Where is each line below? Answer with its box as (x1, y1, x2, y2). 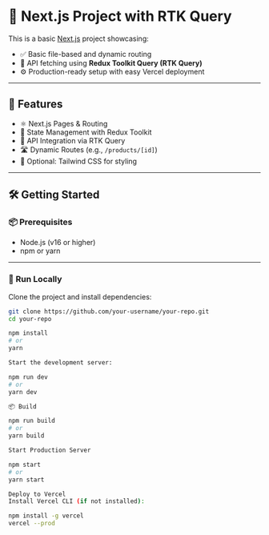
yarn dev (8, 388, 38, 396)
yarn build (8, 432, 45, 440)
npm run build (8, 416, 56, 425)
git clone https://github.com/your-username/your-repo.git (8, 308, 210, 316)
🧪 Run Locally (8, 274, 62, 285)
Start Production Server (8, 446, 91, 455)
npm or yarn (19, 246, 61, 255)
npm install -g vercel (8, 512, 84, 520)
